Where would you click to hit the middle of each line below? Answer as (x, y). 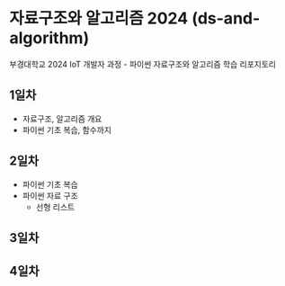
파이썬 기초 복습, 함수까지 (67, 130)
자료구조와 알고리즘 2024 (99, 18)
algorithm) (49, 38)
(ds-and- (226, 18)
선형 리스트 (55, 207)
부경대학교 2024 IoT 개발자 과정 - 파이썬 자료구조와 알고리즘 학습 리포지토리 (143, 64)
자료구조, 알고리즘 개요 (62, 119)
